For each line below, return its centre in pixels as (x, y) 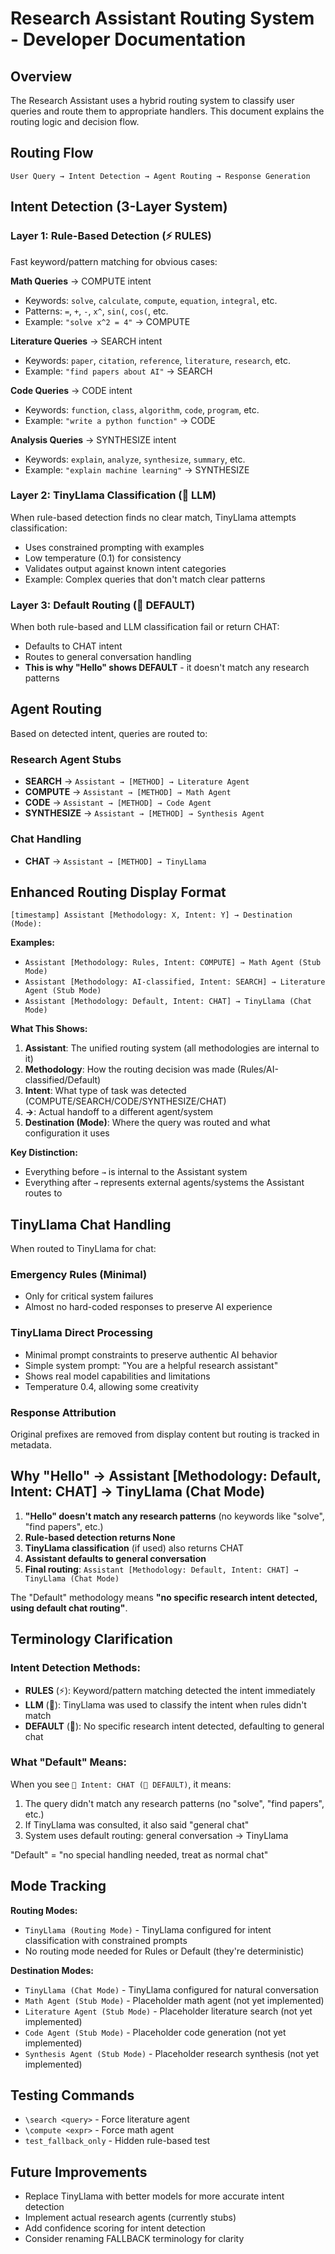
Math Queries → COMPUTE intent (81, 281)
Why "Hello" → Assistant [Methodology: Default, (166, 1476)
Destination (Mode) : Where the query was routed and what (147, 1123)
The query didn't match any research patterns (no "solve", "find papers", (174, 1803)
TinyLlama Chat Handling (91, 1224)
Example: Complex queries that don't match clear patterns (145, 579)
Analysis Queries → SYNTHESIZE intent (93, 439)
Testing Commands (72, 2095)
